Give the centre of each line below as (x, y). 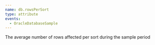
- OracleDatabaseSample (33, 23)
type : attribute (22, 14)
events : (13, 19)
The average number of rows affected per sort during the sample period (78, 37)
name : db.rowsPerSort (27, 10)
